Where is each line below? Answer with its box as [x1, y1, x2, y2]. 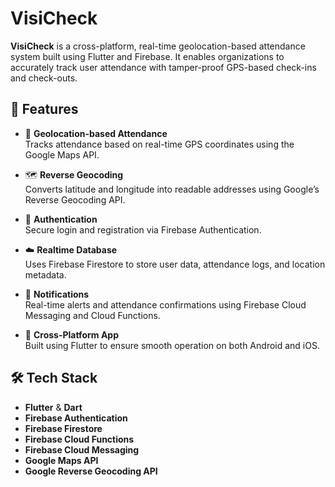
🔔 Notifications [24, 288, 90, 300]
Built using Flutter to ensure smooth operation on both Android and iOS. [24, 339, 320, 351]
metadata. [24, 268, 67, 281]
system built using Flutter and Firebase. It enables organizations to [10, 50, 285, 62]
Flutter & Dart [24, 401, 83, 413]
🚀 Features [10, 101, 79, 118]
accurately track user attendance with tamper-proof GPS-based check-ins [10, 61, 317, 73]
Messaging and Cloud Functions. [24, 309, 161, 321]
